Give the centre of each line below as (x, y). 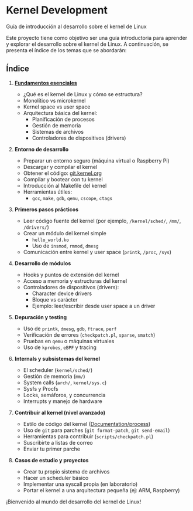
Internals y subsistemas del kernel (57, 358)
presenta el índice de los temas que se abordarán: (66, 50)
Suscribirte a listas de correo (58, 442)
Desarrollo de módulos (43, 263)
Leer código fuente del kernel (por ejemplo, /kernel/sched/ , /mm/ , (102, 221)
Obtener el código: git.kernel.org (63, 173)
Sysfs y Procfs (41, 388)
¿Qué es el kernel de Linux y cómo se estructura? (83, 94)
